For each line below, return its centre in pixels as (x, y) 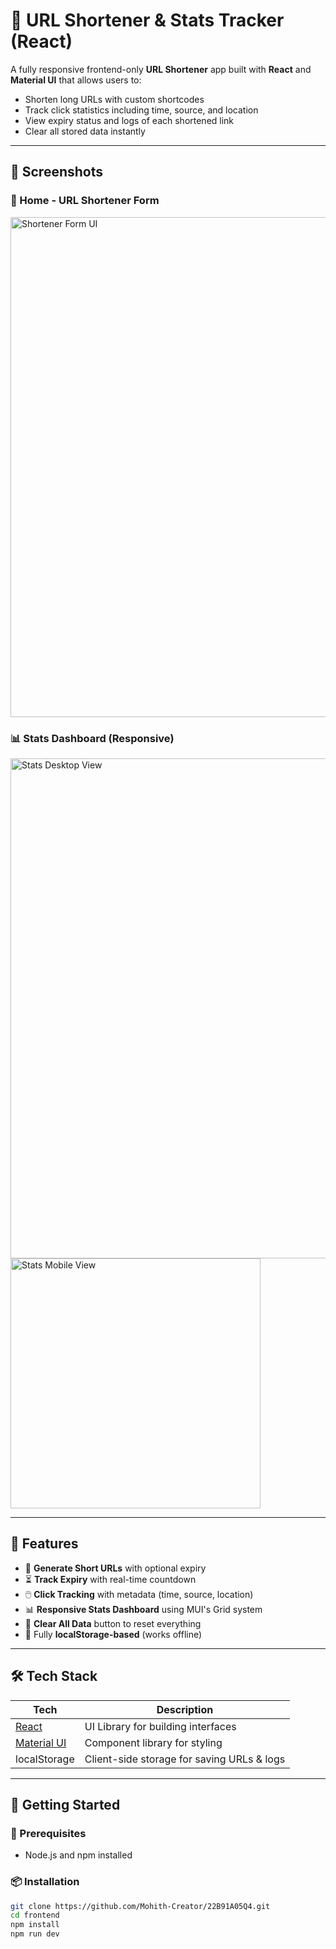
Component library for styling (153, 1742)
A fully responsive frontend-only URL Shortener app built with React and (161, 69)
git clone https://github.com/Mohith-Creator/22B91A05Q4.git (140, 1906)
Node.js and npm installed (78, 1855)
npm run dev (35, 1934)
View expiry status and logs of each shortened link (129, 120)
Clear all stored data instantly (85, 131)
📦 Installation (45, 1882)
